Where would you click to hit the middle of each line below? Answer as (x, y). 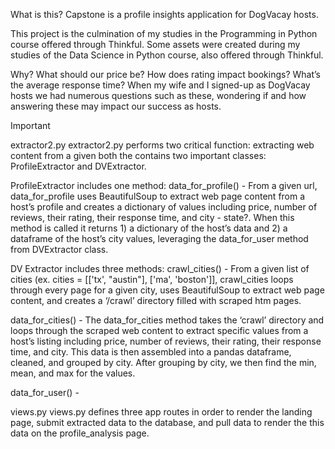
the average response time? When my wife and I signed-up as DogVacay (160, 85)
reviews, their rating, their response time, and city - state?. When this (152, 217)
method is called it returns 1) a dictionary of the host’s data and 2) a (149, 228)
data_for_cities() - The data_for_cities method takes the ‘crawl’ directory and (167, 320)
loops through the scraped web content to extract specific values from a (159, 330)
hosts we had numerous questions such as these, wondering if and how (158, 95)
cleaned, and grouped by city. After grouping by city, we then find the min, (163, 362)
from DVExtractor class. (59, 249)
